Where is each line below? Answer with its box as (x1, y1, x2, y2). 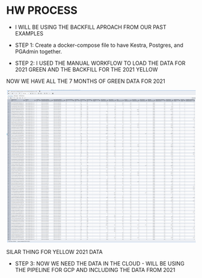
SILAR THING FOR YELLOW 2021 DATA (6, 249, 103, 256)
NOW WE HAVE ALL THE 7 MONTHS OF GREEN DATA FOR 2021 (6, 77, 165, 85)
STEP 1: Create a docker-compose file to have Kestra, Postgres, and (14, 41, 183, 49)
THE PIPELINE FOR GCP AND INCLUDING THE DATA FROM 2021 (14, 267, 176, 274)
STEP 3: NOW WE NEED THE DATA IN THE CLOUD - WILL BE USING (14, 260, 185, 267)
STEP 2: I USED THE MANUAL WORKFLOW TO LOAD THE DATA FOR (14, 59, 186, 67)
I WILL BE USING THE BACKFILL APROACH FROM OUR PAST (14, 23, 167, 31)
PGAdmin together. (14, 47, 62, 55)
